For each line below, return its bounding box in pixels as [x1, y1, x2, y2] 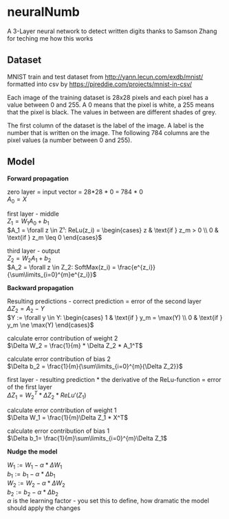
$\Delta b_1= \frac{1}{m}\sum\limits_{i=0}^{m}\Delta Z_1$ [7, 434, 167, 442]
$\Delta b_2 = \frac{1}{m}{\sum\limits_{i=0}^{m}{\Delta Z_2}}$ [7, 362, 184, 370]
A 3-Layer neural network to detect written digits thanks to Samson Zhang [7, 27, 217, 35]
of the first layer [7, 383, 53, 391]
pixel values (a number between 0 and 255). [7, 136, 133, 144]
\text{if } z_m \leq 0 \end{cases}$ [7, 234, 102, 242]
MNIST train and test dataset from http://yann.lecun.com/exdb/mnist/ [7, 72, 204, 81]
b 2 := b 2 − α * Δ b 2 [7, 487, 58, 498]
